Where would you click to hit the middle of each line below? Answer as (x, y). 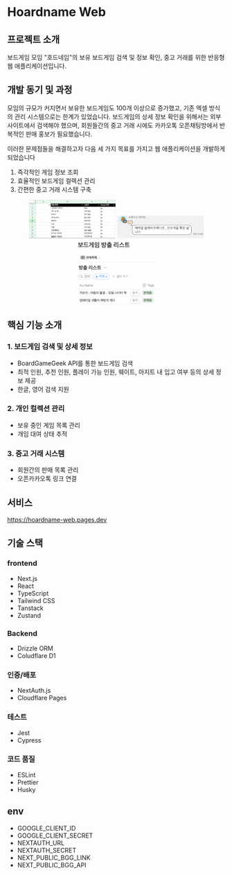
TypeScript (33, 593)
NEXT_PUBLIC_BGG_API (52, 865)
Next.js (27, 578)
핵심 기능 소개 (35, 326)
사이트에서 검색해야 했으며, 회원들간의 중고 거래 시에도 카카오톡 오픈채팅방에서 (113, 125)
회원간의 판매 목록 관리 (48, 470)
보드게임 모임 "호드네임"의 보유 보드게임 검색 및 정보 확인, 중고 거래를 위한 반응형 (116, 57)
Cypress (29, 740)
